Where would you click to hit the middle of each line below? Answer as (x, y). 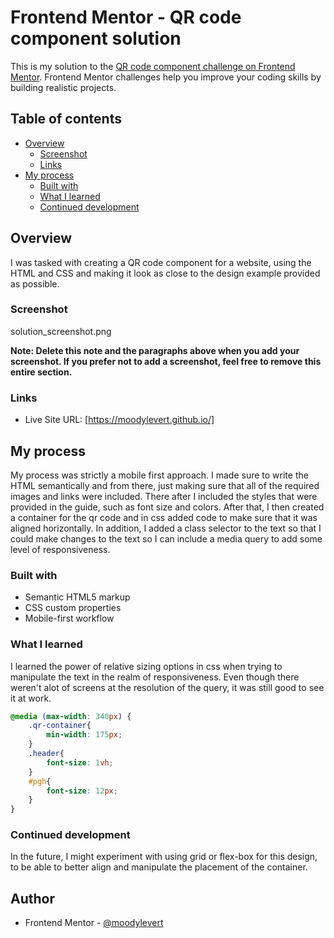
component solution (96, 38)
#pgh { (40, 781)
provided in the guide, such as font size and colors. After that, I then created (167, 507)
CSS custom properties (73, 608)
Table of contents (66, 119)
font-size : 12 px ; (82, 791)
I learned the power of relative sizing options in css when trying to (146, 666)
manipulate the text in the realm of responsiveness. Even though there (155, 677)
